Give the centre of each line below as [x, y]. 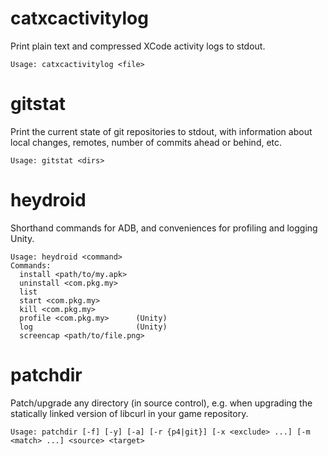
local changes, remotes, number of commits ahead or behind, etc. [146, 142]
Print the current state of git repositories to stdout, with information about [161, 131]
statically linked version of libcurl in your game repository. [129, 413]
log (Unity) [93, 327]
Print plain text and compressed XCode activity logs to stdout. [138, 46]
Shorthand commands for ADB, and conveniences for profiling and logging [164, 228]
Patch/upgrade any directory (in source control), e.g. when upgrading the [161, 403]
